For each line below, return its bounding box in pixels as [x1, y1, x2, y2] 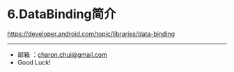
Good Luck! [17, 58, 51, 66]
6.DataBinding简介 [7, 6, 116, 22]
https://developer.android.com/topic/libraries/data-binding [7, 29, 175, 38]
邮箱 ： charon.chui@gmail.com [17, 50, 108, 59]
